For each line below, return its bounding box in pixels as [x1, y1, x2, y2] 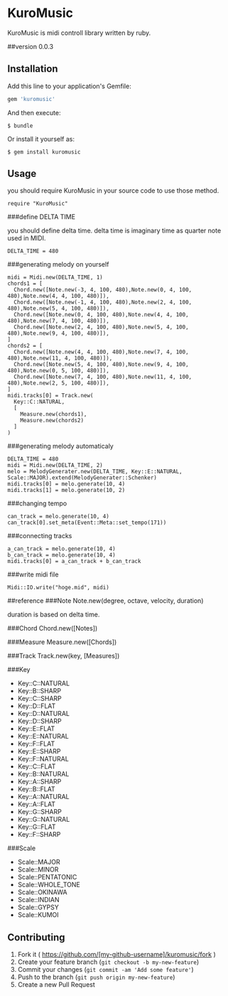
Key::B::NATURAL [17, 770, 70, 778]
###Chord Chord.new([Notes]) [7, 624, 98, 633]
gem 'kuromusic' [7, 95, 55, 102]
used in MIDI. [7, 234, 46, 242]
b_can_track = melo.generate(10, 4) [7, 552, 116, 559]
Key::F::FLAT [17, 739, 55, 748]
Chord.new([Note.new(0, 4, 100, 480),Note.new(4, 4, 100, [13, 311, 190, 318]
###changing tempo [7, 499, 67, 508]
